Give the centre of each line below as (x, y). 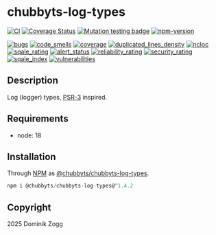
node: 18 (29, 135)
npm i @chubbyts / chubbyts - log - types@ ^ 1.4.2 (70, 186)
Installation (32, 156)
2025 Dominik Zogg (35, 224)
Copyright (29, 207)
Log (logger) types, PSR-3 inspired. (57, 97)
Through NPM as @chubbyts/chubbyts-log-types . (78, 173)
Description (33, 81)
